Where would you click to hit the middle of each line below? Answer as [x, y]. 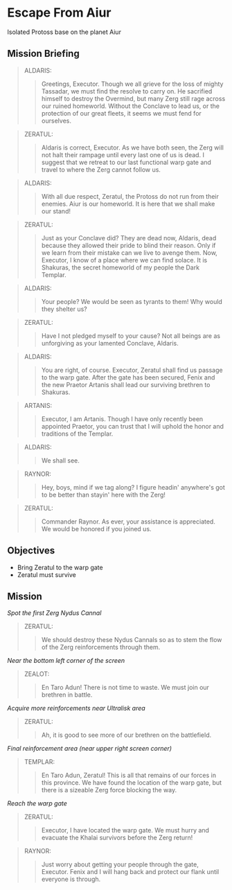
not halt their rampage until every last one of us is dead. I [123, 154]
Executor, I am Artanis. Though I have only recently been [122, 419]
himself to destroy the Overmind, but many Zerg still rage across [133, 98]
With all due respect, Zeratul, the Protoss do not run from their [130, 196]
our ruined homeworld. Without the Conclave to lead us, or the [131, 106]
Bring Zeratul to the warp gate [60, 567]
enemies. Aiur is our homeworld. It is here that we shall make [128, 204]
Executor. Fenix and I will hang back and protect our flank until [130, 872]
